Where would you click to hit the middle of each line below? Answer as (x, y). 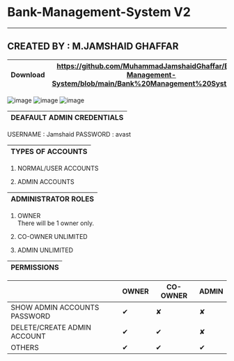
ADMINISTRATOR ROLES (53, 199)
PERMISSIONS (35, 267)
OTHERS (25, 347)
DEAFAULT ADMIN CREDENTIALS (67, 117)
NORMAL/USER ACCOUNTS (58, 168)
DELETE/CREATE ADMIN (51, 327)
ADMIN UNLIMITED (45, 250)
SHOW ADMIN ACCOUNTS (55, 307)
